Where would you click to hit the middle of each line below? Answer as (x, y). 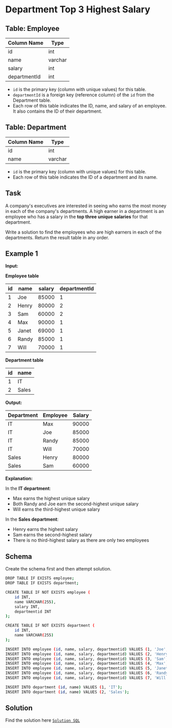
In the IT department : (28, 489)
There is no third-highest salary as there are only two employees (81, 540)
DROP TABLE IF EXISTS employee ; (40, 578)
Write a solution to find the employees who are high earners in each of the (84, 232)
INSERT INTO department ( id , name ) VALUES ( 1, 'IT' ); (64, 687)
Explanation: (19, 478)
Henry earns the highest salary (45, 529)
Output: (14, 403)
